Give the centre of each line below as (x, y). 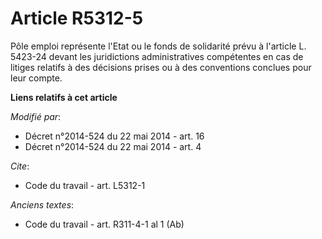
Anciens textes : (42, 204)
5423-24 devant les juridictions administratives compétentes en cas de (157, 56)
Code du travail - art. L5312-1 (85, 185)
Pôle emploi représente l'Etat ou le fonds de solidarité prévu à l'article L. (158, 46)
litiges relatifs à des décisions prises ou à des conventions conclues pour (161, 67)
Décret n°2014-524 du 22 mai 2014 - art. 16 (114, 136)
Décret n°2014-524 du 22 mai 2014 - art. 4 (113, 146)
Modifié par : (36, 116)
